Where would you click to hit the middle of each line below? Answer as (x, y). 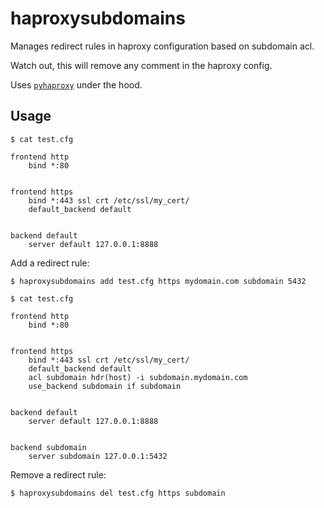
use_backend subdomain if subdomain (105, 386)
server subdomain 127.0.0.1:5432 (98, 456)
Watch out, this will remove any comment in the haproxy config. (141, 65)
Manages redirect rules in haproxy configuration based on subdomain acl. (162, 46)
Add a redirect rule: (50, 263)
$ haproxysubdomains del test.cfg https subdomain (118, 493)
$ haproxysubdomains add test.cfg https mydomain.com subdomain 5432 (158, 281)
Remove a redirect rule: (58, 474)
